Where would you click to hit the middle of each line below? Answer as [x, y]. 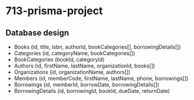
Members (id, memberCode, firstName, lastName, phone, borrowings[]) [101, 78]
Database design [37, 33]
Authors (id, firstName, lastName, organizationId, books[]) [85, 66]
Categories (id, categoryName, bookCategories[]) [74, 53]
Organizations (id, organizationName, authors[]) [72, 72]
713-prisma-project [54, 11]
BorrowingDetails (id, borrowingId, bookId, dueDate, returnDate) [92, 91]
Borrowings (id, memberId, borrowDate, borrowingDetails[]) [87, 85]
